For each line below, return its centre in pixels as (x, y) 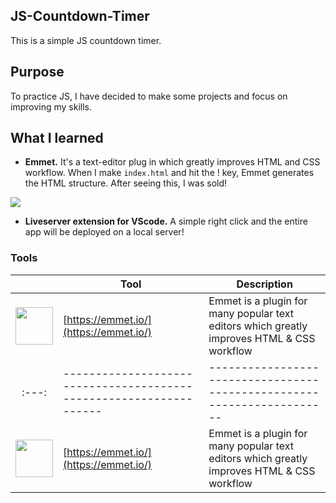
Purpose (37, 72)
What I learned (57, 138)
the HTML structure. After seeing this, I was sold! (126, 183)
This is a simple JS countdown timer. (86, 40)
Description (264, 284)
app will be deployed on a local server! (104, 232)
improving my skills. (51, 106)
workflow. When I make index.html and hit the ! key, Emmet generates (169, 173)
